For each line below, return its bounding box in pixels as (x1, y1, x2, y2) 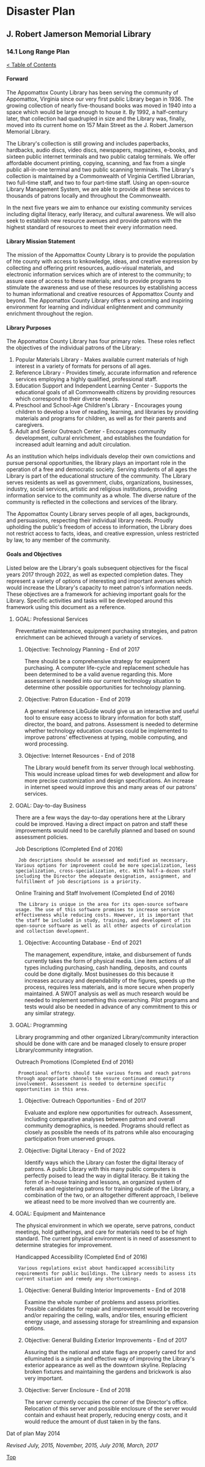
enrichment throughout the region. (6, 310, 94, 317)
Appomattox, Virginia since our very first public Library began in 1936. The (6, 95, 194, 103)
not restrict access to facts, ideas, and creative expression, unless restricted (6, 530, 199, 537)
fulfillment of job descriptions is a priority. (15, 878, 142, 885)
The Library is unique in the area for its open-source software (18, 901, 188, 907)
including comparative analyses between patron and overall (24, 1115, 176, 1123)
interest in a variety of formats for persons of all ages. (15, 362, 151, 370)
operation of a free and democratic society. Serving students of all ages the (6, 465, 197, 473)
